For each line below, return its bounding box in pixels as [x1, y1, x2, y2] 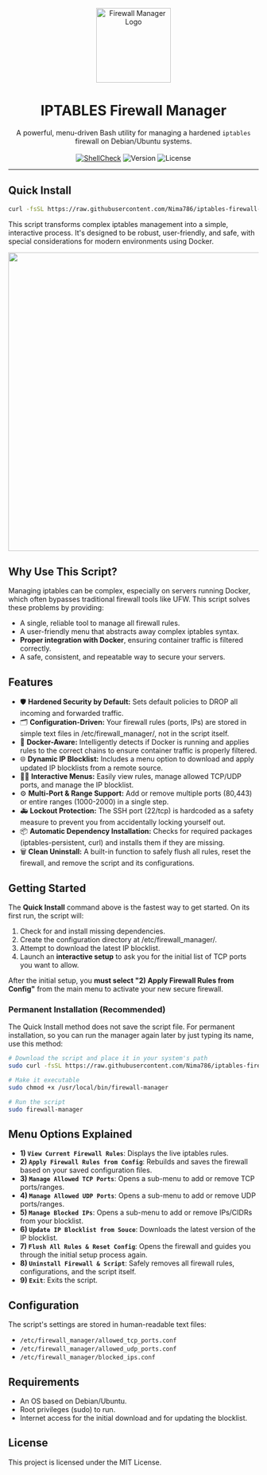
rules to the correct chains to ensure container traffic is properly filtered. [19, 745, 257, 756]
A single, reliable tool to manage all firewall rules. [19, 618, 180, 628]
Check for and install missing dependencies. [19, 926, 165, 936]
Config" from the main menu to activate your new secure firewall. [8, 984, 224, 994]
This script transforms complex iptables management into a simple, [8, 219, 229, 229]
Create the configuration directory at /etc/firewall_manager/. [19, 935, 217, 945]
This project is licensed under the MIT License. [8, 1457, 162, 1467]
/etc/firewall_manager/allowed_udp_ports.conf [19, 1345, 177, 1353]
